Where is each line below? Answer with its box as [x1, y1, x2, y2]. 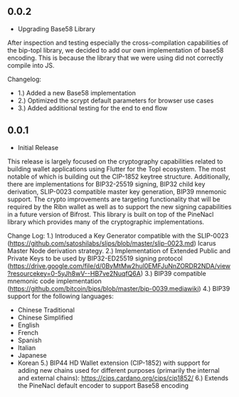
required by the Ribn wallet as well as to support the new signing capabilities [7, 202, 232, 211]
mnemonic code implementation [7, 277, 102, 285]
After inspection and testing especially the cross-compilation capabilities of [7, 38, 229, 47]
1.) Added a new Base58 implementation [17, 88, 137, 97]
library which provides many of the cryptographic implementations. [7, 217, 205, 226]
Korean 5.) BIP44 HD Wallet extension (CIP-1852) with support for [17, 359, 211, 367]
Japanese [17, 351, 48, 359]
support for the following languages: [7, 292, 114, 300]
